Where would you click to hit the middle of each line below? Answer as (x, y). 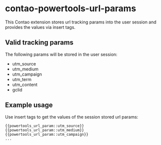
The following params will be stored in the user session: (61, 54)
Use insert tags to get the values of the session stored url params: (72, 117)
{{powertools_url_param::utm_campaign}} (47, 134)
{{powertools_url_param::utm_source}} (45, 126)
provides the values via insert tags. (40, 27)
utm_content (25, 84)
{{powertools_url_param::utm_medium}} (45, 130)
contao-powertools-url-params (70, 9)
